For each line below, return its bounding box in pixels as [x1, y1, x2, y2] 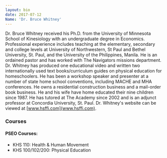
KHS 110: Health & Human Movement [12, 141, 89, 147]
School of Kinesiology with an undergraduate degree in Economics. [5, 36, 145, 42]
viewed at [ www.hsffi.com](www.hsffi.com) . [5, 105, 97, 111]
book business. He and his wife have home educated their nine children [5, 89, 154, 96]
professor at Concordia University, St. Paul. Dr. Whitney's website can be [5, 100, 156, 106]
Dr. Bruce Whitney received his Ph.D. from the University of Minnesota [5, 31, 151, 37]
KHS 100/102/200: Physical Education [12, 147, 92, 153]
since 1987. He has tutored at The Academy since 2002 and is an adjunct [5, 95, 156, 101]
